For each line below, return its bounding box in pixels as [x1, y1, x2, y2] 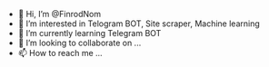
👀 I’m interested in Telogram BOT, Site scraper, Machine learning [17, 18, 261, 29]
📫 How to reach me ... [17, 48, 103, 58]
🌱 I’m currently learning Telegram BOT [17, 28, 162, 38]
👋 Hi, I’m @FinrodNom [17, 9, 102, 19]
